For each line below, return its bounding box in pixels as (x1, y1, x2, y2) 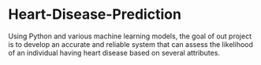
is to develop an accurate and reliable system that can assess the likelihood (8, 39, 254, 49)
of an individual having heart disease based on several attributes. (8, 48, 221, 57)
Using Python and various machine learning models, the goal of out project (8, 31, 252, 41)
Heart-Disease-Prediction (8, 5, 181, 23)
